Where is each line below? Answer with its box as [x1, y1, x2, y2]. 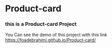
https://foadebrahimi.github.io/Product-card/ [5, 37, 96, 43]
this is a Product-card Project [5, 21, 77, 28]
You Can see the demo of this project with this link [5, 32, 108, 38]
